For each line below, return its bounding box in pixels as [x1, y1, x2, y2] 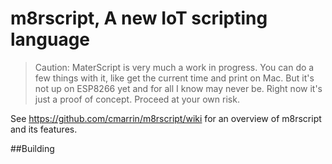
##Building [10, 142, 55, 154]
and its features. [10, 123, 78, 135]
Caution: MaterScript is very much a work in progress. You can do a [34, 61, 315, 73]
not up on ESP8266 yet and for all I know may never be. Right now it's [34, 82, 323, 94]
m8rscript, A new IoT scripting [10, 7, 268, 30]
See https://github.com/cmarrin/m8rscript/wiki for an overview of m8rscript [10, 112, 322, 124]
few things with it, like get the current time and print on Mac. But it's [34, 72, 315, 84]
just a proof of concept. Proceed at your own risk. [34, 93, 240, 105]
